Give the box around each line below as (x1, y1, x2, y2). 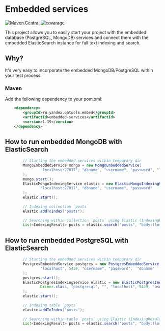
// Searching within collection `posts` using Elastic (23, 218, 137, 223)
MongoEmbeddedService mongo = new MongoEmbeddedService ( (23, 163, 141, 168)
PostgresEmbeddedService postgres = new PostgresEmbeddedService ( (23, 261, 162, 267)
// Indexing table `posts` (23, 302, 78, 308)
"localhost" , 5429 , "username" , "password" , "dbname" (40, 266, 155, 271)
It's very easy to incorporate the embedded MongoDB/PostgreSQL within (5, 67, 153, 73)
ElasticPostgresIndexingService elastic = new (23, 280, 120, 285)
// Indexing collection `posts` (23, 204, 89, 209)
